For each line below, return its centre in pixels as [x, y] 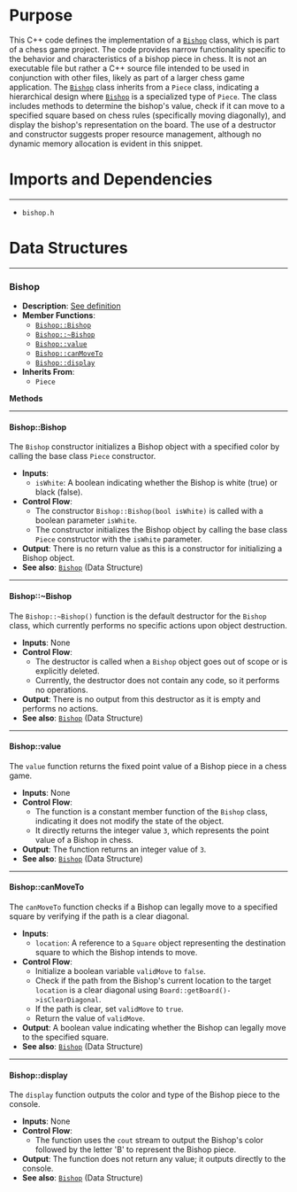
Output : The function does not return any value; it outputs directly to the [154, 1159]
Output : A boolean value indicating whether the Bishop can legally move [154, 1027]
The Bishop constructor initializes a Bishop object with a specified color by [145, 447]
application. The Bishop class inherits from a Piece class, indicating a [134, 87]
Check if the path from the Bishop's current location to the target [153, 980]
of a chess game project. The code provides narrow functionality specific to [147, 49]
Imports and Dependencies [111, 179]
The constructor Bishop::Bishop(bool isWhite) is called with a [149, 511]
